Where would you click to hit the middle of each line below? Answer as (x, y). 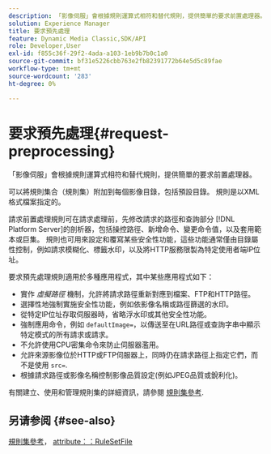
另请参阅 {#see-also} (62, 420)
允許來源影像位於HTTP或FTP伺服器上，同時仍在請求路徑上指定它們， (135, 355)
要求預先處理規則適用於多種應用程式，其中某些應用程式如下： (111, 277)
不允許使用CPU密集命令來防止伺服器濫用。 (91, 345)
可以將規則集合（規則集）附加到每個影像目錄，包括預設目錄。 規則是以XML (134, 192)
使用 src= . (51, 365)
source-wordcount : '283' (50, 76)
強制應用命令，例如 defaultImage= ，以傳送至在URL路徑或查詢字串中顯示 (140, 324)
